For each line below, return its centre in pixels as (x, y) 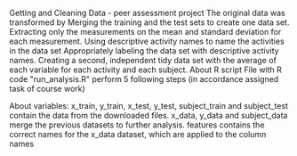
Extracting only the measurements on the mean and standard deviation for (145, 32)
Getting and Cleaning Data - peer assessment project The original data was (148, 13)
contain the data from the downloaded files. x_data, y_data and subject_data (148, 115)
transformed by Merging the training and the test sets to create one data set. (149, 22)
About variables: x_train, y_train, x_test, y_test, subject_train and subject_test (149, 106)
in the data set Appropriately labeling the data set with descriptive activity (144, 51)
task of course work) (48, 89)
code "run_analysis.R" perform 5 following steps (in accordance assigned (144, 79)
